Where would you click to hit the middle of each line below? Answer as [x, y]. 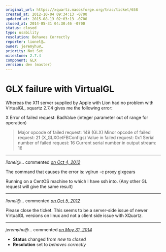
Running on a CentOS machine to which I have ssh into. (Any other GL [76, 181]
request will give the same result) [39, 187]
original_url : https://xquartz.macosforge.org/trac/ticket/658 [72, 10]
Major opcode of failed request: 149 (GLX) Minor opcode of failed [84, 132]
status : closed [21, 28]
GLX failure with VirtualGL [60, 89]
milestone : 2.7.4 [23, 55]
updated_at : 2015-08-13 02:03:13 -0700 [47, 19]
